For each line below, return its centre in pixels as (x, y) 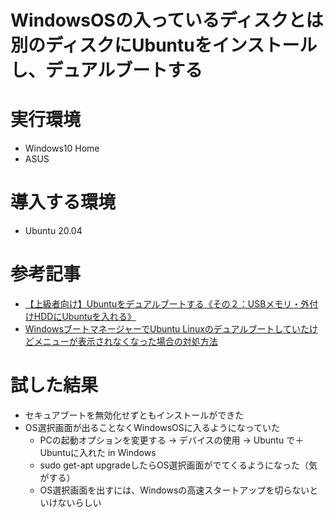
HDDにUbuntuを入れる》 (85, 316)
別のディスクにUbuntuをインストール (164, 45)
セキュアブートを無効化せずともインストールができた (134, 415)
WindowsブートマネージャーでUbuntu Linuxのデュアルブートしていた (167, 329)
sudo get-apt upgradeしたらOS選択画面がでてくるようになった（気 (178, 465)
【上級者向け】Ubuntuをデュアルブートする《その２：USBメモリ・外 (167, 304)
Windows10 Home (62, 148)
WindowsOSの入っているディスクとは (167, 20)
